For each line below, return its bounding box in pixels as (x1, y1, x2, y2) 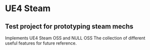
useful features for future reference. (5, 40, 77, 46)
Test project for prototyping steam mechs (5, 22, 134, 31)
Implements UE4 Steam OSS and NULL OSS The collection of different (5, 35, 146, 41)
